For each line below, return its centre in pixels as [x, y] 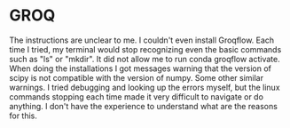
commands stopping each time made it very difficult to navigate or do [137, 96]
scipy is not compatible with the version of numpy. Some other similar [137, 77]
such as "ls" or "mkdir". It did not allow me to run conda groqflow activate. [145, 59]
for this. [24, 116]
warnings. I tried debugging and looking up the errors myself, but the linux [145, 87]
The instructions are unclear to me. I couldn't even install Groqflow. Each [142, 40]
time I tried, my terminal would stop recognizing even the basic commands [145, 49]
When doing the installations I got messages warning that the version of [141, 68]
